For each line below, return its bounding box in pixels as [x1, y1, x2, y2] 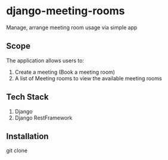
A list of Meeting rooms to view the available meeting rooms [14, 74, 162, 81]
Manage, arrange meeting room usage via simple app [6, 24, 138, 31]
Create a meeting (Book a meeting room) [14, 68, 115, 76]
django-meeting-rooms [6, 4, 125, 18]
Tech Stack [6, 92, 49, 102]
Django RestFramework [14, 114, 73, 121]
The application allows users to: [6, 57, 85, 64]
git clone [6, 147, 28, 154]
